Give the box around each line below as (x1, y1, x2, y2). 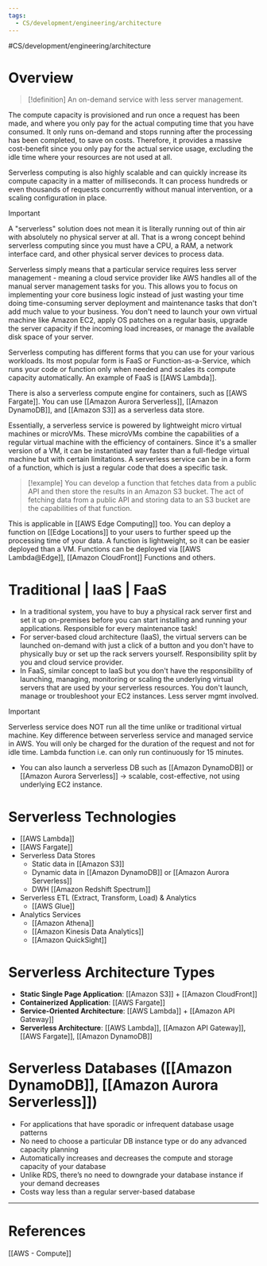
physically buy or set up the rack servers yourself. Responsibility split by (19, 649, 257, 659)
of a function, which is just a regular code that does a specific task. (8, 463, 228, 473)
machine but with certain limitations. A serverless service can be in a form (8, 455, 251, 464)
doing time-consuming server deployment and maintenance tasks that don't (8, 299, 257, 308)
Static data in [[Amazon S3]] (31, 859, 125, 869)
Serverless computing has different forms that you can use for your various (8, 347, 255, 358)
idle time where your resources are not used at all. (8, 153, 172, 162)
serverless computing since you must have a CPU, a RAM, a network (8, 241, 234, 250)
